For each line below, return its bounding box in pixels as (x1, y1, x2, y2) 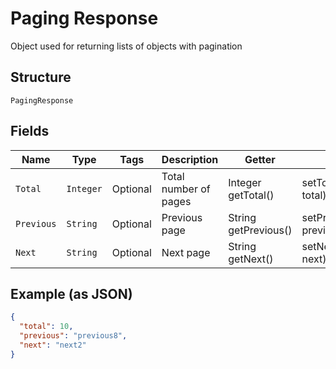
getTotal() (228, 188, 275, 202)
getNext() (228, 252, 274, 266)
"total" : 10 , (19, 322, 74, 332)
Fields (10, 123, 50, 140)
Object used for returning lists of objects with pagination (10, 40, 243, 52)
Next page (161, 245, 211, 259)
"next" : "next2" (19, 340, 87, 350)
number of (161, 182, 211, 196)
